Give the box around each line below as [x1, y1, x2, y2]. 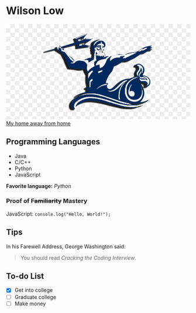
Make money [14, 300, 46, 307]
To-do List [6, 271, 44, 281]
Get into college [14, 287, 53, 294]
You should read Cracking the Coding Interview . [20, 254, 136, 261]
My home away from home [6, 120, 71, 127]
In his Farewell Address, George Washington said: [6, 243, 126, 250]
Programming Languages [6, 137, 101, 147]
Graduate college [14, 293, 57, 300]
